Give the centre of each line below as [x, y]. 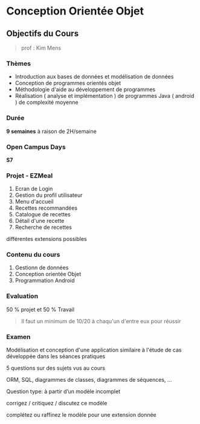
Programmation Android [45, 281]
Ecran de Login [34, 189]
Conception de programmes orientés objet [68, 83]
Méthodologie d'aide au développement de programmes [85, 89]
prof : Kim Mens [41, 48]
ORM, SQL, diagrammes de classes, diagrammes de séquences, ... [89, 380]
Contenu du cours [33, 255]
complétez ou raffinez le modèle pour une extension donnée [82, 415]
